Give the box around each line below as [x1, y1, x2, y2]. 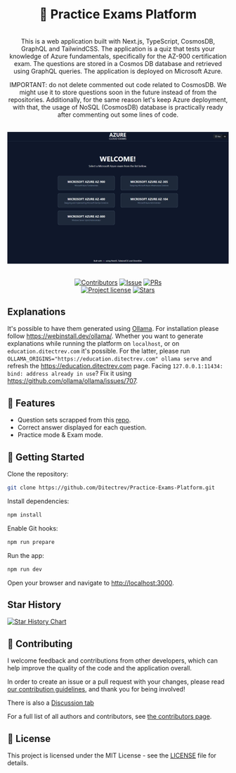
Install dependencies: [7, 497, 70, 505]
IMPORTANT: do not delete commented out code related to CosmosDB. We [9, 80, 227, 89]
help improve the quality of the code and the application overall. [7, 664, 192, 673]
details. [7, 759, 29, 767]
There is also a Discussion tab [7, 699, 95, 707]
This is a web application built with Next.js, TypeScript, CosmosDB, [20, 37, 216, 45]
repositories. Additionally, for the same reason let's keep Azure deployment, [8, 95, 228, 104]
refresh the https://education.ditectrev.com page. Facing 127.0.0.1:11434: [7, 362, 223, 370]
